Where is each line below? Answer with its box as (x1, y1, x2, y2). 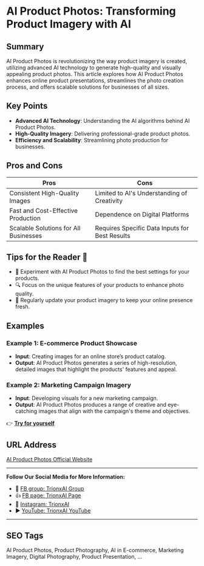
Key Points (6, 101, 48, 111)
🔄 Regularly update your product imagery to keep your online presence (15, 297, 193, 304)
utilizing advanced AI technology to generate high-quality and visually (6, 64, 182, 71)
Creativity (95, 196, 123, 205)
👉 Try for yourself (6, 419, 55, 427)
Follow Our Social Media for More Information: (6, 473, 126, 481)
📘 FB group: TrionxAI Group (15, 485, 84, 492)
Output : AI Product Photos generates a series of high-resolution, (15, 359, 177, 367)
